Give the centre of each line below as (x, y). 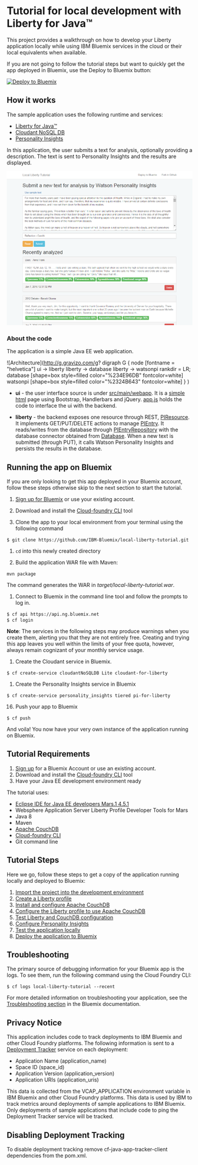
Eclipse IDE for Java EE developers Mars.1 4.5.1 (72, 803)
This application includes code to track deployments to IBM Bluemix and (94, 1037)
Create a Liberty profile (43, 898)
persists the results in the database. (59, 448)
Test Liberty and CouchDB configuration (64, 917)
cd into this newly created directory (58, 551)
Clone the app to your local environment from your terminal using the (99, 522)
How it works (31, 100)
